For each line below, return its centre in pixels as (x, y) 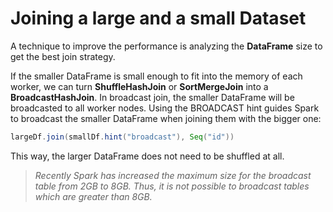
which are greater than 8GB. (93, 196)
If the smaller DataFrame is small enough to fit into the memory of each (156, 76)
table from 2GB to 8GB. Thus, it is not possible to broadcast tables (172, 186)
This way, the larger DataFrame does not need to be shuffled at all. (147, 156)
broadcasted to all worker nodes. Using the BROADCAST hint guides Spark (165, 108)
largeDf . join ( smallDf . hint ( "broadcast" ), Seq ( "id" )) (122, 137)
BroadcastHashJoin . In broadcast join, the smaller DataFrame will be (152, 97)
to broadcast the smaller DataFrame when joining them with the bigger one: (166, 118)
